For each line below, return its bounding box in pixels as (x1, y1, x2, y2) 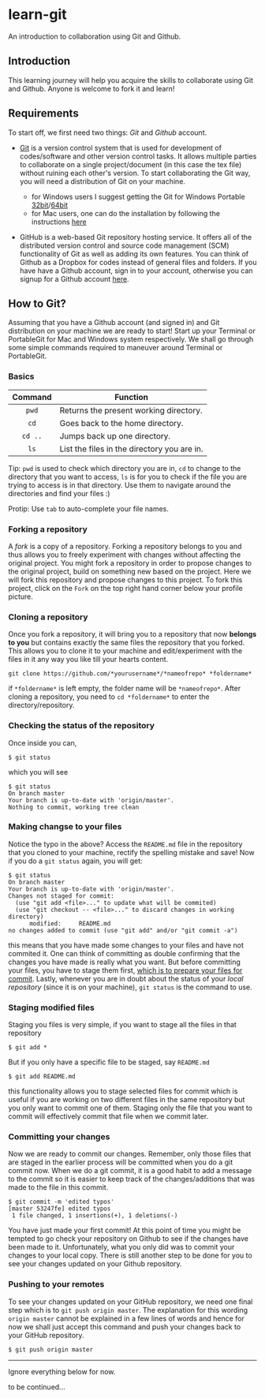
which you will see (8, 767, 69, 776)
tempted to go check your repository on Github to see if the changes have (8, 1234, 249, 1243)
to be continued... (8, 1382, 65, 1392)
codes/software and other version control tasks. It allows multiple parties (19, 151, 257, 161)
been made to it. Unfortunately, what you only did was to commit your (8, 1243, 235, 1252)
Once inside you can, (8, 738, 77, 747)
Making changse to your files (8, 821, 122, 832)
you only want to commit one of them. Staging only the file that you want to (8, 1103, 252, 1113)
